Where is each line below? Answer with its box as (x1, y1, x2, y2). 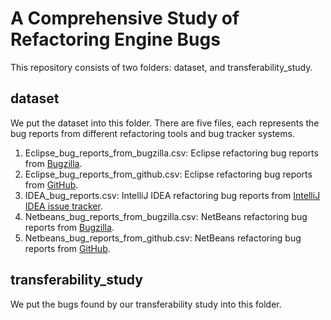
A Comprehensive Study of (10, 7, 240, 30)
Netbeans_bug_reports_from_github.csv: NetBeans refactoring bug (24, 232, 302, 244)
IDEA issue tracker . (24, 200, 103, 212)
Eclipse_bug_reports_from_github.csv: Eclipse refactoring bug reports (24, 168, 313, 180)
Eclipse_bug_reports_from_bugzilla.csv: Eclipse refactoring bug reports (24, 147, 319, 159)
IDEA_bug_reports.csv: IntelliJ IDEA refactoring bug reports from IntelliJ (24, 189, 321, 201)
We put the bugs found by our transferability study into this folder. (10, 298, 282, 310)
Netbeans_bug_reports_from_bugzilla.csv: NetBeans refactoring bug (24, 210, 308, 222)
